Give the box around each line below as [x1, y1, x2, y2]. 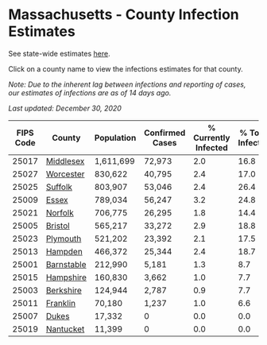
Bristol [45, 220, 70, 231]
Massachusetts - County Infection [8, 6, 240, 24]
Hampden [45, 246, 83, 257]
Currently [193, 132, 230, 143]
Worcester [45, 169, 85, 180]
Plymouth [45, 233, 82, 244]
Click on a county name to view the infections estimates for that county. [8, 64, 244, 73]
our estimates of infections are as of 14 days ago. [8, 87, 172, 97]
